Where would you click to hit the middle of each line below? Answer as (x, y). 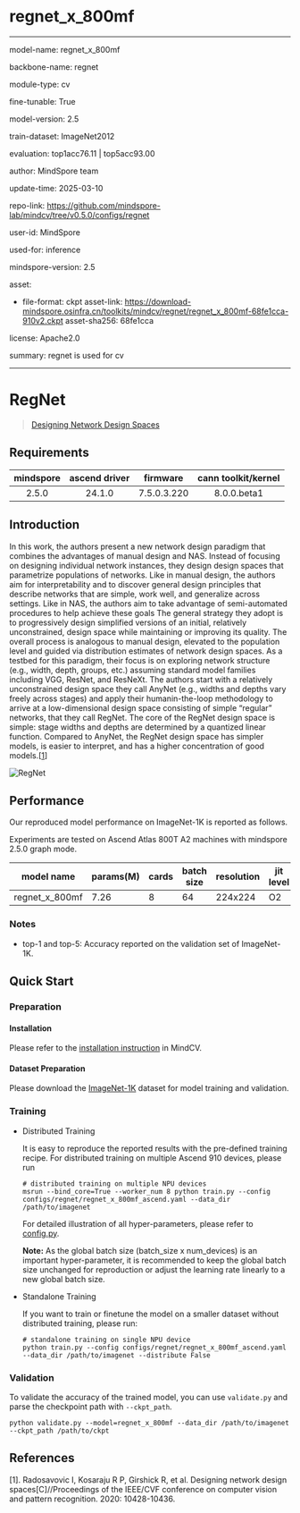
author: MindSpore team (54, 171)
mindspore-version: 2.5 (52, 266)
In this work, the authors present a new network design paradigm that (137, 546)
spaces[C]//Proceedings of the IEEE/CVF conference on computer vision (143, 1489)
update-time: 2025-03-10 (56, 188)
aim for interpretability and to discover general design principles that (135, 584)
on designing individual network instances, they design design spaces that (146, 565)
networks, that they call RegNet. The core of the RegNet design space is (142, 717)
